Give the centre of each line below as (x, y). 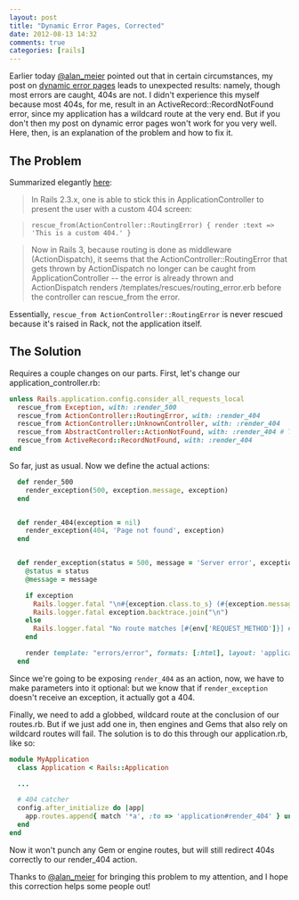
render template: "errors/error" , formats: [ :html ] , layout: (141, 653)
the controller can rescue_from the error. (105, 297)
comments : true (37, 42)
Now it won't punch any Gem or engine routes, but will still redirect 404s (142, 850)
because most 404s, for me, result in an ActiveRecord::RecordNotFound (141, 104)
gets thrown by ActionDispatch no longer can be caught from (143, 268)
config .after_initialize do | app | (81, 808)
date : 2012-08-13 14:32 (53, 34)
